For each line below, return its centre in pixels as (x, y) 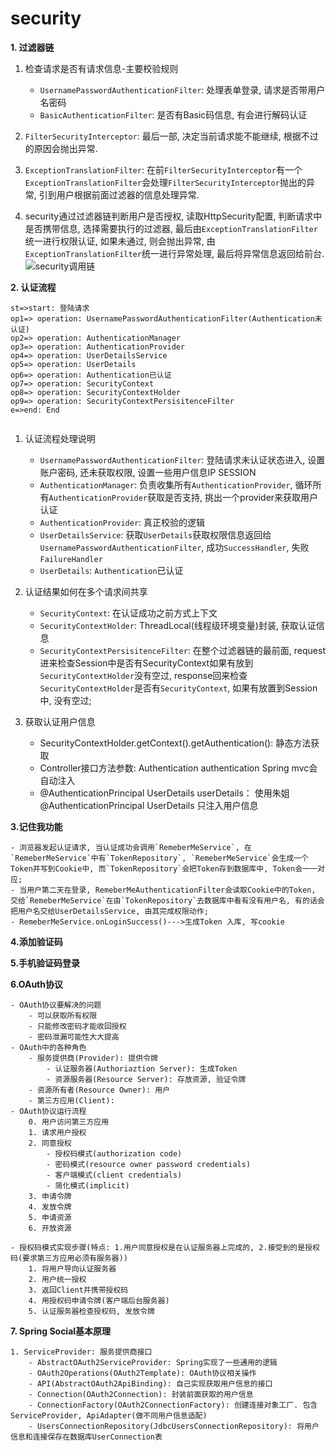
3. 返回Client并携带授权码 (78, 1290)
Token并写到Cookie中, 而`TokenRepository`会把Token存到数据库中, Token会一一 (164, 868)
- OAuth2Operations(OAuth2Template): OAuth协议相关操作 (142, 1373)
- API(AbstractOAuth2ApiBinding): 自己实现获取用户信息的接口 (150, 1383)
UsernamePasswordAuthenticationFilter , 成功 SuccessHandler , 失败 (174, 547)
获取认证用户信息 (60, 721)
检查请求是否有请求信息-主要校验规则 (101, 68)
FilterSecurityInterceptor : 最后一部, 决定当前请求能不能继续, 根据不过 (171, 136)
